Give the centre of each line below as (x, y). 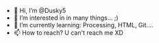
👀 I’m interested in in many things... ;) (66, 18)
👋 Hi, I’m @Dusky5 (40, 11)
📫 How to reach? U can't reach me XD (68, 33)
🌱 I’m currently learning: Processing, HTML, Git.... (83, 25)
